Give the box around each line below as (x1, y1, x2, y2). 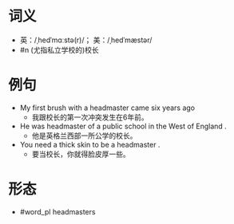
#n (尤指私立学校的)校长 (19, 45, 100, 54)
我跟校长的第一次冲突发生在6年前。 (31, 112, 149, 122)
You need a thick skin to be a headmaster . (19, 140, 161, 149)
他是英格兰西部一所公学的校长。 (31, 131, 137, 140)
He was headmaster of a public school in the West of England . (19, 121, 228, 131)
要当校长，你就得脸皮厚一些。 (31, 149, 130, 159)
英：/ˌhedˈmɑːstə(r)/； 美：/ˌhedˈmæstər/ (19, 35, 153, 45)
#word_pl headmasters (19, 206, 96, 216)
